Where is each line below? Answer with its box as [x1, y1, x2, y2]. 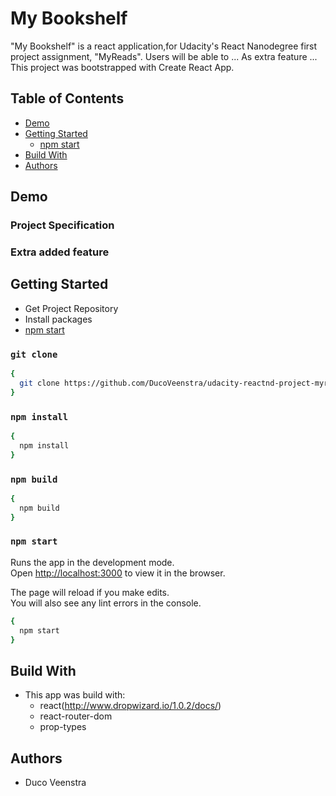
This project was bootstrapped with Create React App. [10, 61, 235, 73]
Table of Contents [10, 90, 125, 107]
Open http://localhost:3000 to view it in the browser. [10, 567, 226, 579]
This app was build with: [24, 689, 126, 701]
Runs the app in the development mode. [10, 556, 175, 568]
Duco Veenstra [24, 777, 87, 789]
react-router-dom [39, 710, 113, 722]
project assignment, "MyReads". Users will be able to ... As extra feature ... [10, 50, 318, 62]
